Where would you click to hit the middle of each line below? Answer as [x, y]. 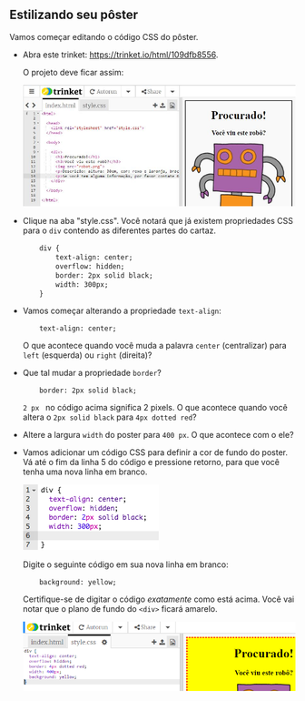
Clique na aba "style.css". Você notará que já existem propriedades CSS [157, 221]
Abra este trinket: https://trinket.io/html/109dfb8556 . [120, 55]
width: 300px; [82, 285]
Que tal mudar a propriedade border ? [92, 373]
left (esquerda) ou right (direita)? [87, 355]
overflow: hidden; [90, 267]
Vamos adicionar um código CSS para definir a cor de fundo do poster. [155, 452]
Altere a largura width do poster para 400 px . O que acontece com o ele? [158, 435]
